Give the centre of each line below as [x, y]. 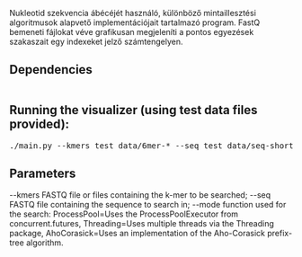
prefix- [280, 234]
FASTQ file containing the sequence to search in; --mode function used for [148, 205]
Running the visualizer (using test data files [133, 110]
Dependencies [51, 70]
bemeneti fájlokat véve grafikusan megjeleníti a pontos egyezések [132, 32]
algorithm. [45, 243]
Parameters [43, 174]
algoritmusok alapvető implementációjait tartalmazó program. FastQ [135, 22]
